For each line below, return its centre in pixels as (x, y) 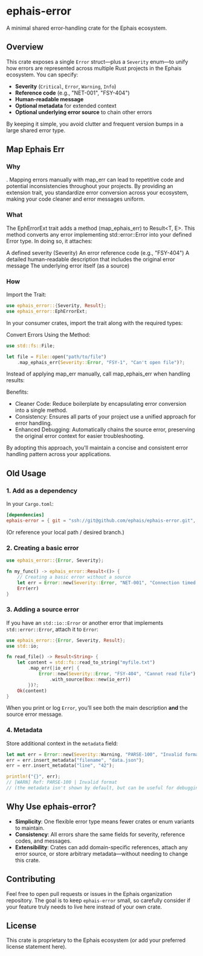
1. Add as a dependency (42, 491)
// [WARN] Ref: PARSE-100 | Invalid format (62, 783)
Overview (25, 47)
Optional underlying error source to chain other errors (83, 112)
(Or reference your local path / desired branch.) (66, 532)
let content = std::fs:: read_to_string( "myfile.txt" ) (86, 662)
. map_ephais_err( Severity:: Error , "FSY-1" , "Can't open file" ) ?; (101, 362)
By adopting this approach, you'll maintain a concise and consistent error (97, 448)
